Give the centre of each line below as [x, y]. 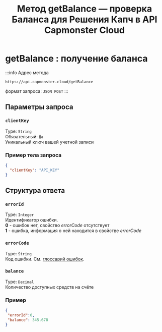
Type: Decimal [20, 282]
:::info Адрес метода [27, 72]
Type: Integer [20, 214]
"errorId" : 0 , [21, 315]
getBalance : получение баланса [76, 59]
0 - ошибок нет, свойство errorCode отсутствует [57, 226]
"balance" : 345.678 [28, 320]
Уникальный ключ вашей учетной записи [50, 142]
